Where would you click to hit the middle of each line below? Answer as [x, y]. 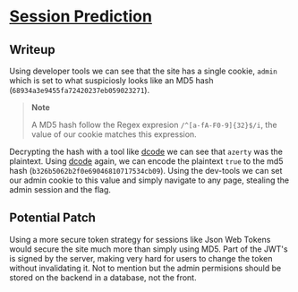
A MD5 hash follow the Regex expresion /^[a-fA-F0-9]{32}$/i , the [154, 125]
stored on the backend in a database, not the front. [103, 277]
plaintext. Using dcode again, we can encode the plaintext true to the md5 [146, 161]
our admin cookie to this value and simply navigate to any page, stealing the [149, 180]
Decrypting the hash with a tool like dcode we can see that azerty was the [146, 151]
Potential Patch [53, 218]
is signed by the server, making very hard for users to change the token [141, 258]
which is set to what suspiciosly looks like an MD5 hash [111, 81]
